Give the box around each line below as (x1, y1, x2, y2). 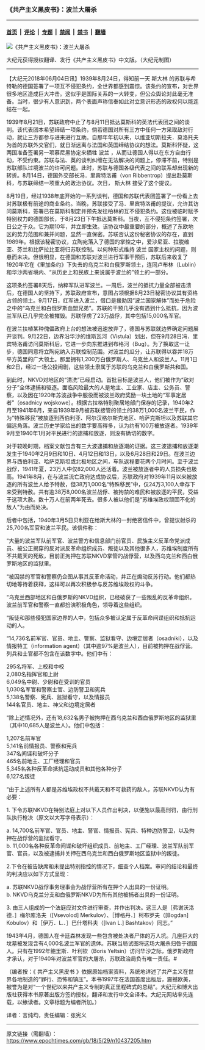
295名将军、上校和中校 (6, 663, 65, 670)
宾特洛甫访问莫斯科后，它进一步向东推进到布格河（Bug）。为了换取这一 (6, 340, 185, 347)
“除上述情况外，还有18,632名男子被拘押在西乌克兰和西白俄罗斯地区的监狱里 (6, 714, 196, 721)
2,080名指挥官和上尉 (6, 670, 59, 678)
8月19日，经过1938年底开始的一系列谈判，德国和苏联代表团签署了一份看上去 (6, 192, 198, 200)
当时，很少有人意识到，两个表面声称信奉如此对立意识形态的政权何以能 (16, 98, 193, 105)
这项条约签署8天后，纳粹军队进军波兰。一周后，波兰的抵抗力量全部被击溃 (6, 281, 192, 289)
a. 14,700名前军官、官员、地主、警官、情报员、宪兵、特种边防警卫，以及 (6, 827, 190, 834)
